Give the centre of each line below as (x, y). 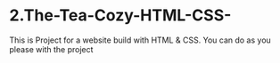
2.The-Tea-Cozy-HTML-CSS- (120, 16)
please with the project (51, 49)
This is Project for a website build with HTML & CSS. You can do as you (140, 40)
